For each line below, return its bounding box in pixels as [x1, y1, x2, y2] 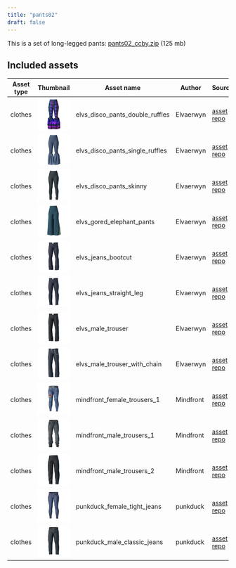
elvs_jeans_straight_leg [76, 288, 144, 297]
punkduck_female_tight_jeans [76, 503, 162, 511]
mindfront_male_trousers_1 [76, 431, 155, 439]
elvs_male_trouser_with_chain [76, 359, 162, 368]
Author [180, 84, 202, 92]
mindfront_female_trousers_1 [76, 395, 160, 404]
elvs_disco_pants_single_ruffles [76, 146, 167, 155]
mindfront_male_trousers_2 [76, 467, 155, 475]
